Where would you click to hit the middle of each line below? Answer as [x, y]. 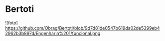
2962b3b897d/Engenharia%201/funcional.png [53, 33]
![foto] [12, 23]
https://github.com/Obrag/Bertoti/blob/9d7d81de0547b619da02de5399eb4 [83, 28]
